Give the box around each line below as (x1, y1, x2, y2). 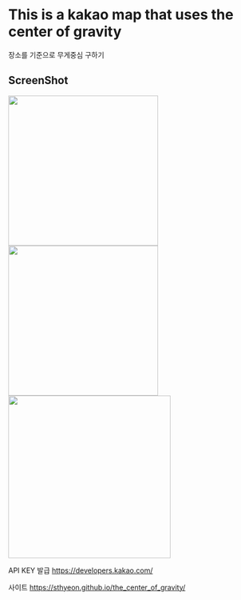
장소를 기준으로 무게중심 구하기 (8, 50, 105, 59)
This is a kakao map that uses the (8, 6, 234, 24)
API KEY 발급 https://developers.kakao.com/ (8, 566, 153, 575)
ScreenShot (8, 74, 69, 87)
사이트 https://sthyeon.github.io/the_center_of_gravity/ (8, 582, 186, 592)
